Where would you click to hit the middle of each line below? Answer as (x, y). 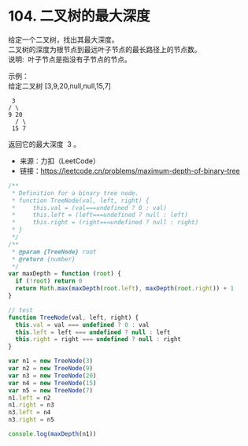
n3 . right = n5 (31, 420)
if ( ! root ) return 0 (49, 281)
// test (21, 310)
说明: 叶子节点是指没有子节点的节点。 (70, 59)
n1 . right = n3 (31, 405)
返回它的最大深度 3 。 (44, 144)
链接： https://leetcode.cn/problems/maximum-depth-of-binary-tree (130, 171)
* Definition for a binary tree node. (75, 193)
